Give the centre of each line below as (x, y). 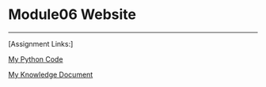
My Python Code (36, 59)
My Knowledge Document (51, 74)
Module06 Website (72, 15)
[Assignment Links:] (41, 43)
